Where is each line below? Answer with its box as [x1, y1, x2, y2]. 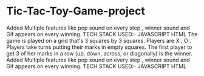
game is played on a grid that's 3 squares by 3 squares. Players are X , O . [6, 37, 191, 44]
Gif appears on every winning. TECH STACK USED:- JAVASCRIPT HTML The [6, 30, 198, 37]
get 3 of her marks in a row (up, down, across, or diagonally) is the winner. [6, 49, 192, 57]
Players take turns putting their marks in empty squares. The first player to [6, 43, 192, 51]
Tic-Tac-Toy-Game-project [6, 4, 146, 18]
